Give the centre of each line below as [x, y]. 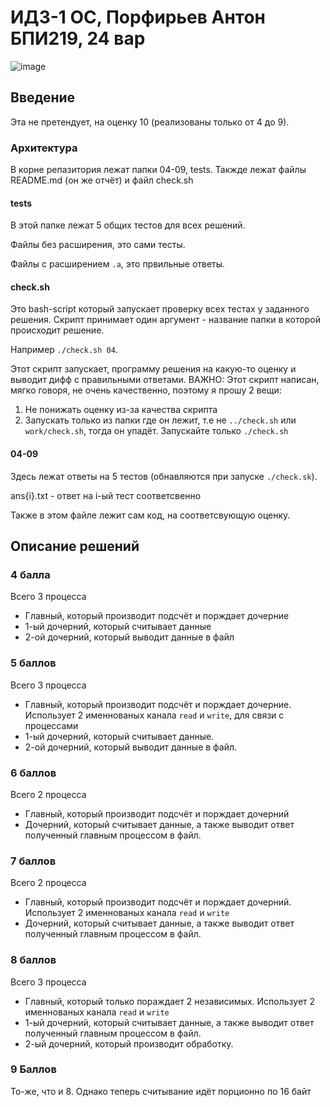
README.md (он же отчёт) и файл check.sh [102, 180]
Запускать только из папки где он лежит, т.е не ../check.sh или [160, 420]
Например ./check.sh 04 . [64, 350]
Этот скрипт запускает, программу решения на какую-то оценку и [153, 369]
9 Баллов [33, 1069]
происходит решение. [57, 330]
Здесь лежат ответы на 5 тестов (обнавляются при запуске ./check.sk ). [164, 476]
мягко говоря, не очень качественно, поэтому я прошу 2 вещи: [146, 390]
